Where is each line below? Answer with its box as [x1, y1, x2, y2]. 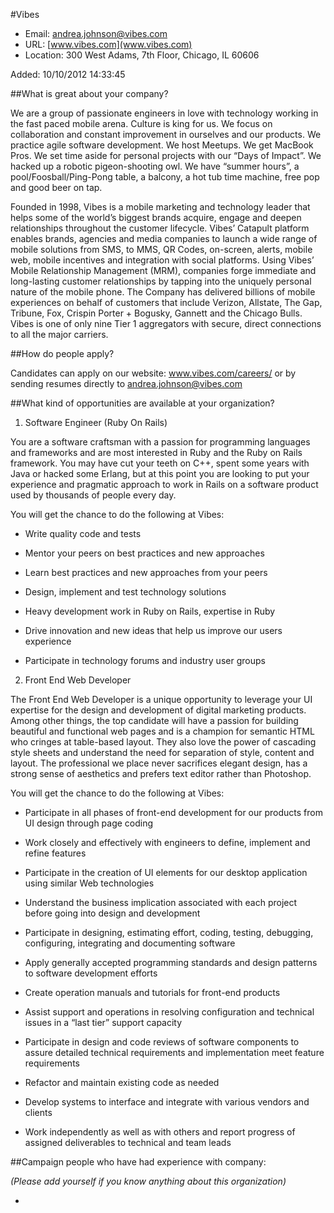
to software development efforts [24, 967, 158, 979]
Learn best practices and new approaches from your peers [24, 567, 268, 578]
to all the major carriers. [10, 329, 109, 340]
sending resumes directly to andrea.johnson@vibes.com [10, 378, 243, 389]
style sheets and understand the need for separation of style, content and [10, 747, 315, 758]
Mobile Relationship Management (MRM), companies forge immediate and [10, 265, 317, 276]
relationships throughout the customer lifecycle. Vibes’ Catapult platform [10, 222, 310, 234]
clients [24, 1107, 53, 1118]
